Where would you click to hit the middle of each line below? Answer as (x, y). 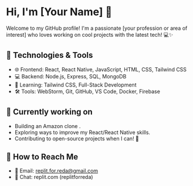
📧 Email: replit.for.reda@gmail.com (56, 171)
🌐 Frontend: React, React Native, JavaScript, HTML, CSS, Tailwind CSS (100, 69)
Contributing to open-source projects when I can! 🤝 (77, 138)
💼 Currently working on (49, 112)
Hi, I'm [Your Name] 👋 (59, 12)
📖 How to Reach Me (42, 156)
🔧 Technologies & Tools (50, 55)
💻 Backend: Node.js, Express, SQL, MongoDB (70, 76)
